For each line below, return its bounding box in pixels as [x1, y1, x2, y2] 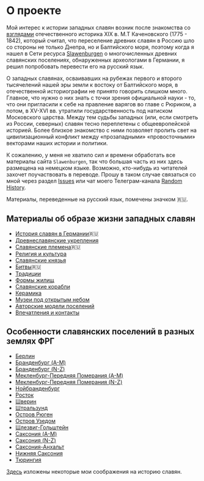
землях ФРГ [6, 336, 55, 347]
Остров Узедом [15, 417, 56, 424]
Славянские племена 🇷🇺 [15, 243, 81, 250]
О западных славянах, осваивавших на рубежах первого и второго [6, 74, 182, 82]
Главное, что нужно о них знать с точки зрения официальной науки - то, [6, 94, 196, 101]
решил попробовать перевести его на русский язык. [6, 62, 145, 70]
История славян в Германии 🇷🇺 [15, 230, 99, 237]
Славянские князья [15, 256, 66, 264]
